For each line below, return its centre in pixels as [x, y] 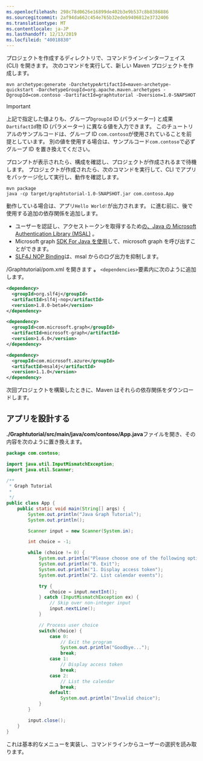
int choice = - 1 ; [50, 542]
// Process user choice [68, 625]
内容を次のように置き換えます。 [46, 442]
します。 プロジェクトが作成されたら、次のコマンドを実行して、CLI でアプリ [101, 169]
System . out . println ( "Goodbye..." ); [105, 648]
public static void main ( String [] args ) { [71, 509]
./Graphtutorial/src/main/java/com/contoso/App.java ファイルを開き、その [101, 434]
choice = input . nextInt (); [83, 592]
